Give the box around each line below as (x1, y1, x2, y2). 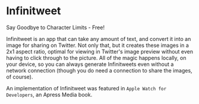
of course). (6, 73, 33, 80)
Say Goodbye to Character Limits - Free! (6, 24, 105, 31)
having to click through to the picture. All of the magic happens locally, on (6, 54, 187, 61)
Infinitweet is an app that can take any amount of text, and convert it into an (6, 35, 191, 42)
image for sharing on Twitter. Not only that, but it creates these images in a (6, 42, 189, 49)
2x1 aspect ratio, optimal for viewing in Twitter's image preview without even (6, 48, 194, 55)
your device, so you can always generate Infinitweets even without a (6, 61, 174, 68)
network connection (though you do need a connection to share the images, (6, 67, 192, 74)
